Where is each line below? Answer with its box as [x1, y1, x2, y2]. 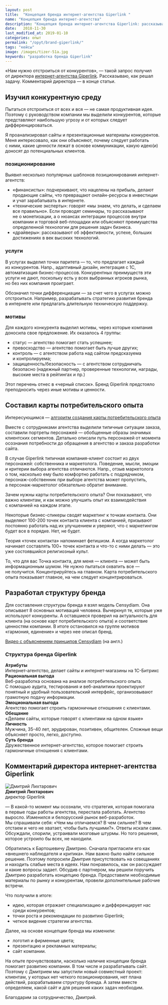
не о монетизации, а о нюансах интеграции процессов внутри [12, 214, 146, 220]
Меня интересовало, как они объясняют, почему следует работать [5, 137, 149, 143]
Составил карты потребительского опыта [5, 401, 143, 409]
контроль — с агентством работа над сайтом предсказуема [12, 350, 141, 356]
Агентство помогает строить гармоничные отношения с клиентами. [5, 705, 151, 710]
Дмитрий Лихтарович [5, 788, 54, 794]
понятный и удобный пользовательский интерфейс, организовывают [5, 689, 153, 695]
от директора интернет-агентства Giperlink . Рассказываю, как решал [5, 73, 153, 79]
